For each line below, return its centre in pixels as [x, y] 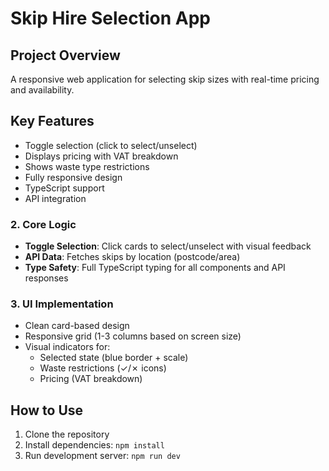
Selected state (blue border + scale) [114, 358]
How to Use [47, 410]
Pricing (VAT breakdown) [91, 379]
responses [46, 278]
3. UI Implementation [62, 304]
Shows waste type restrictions [87, 166]
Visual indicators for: [67, 347]
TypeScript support [64, 188]
